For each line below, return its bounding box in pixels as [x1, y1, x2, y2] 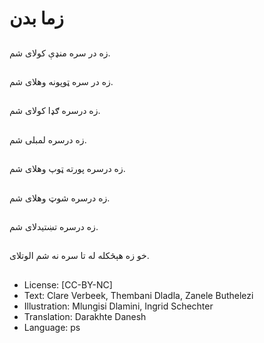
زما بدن [9, 7, 64, 30]
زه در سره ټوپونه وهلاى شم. [9, 75, 114, 87]
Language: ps [23, 321, 81, 333]
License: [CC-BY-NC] [23, 278, 113, 291]
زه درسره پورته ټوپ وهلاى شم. [9, 163, 126, 175]
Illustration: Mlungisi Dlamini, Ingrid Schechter [23, 300, 214, 312]
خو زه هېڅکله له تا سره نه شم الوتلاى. [9, 250, 150, 262]
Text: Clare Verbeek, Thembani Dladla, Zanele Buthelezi [23, 289, 254, 301]
